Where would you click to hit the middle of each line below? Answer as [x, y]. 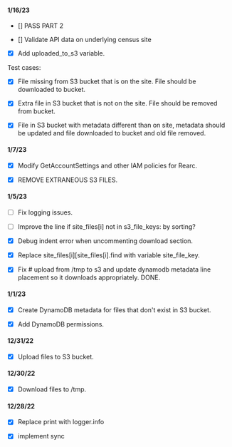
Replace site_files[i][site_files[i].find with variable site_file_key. [109, 255]
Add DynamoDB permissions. [61, 324]
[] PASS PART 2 [41, 26]
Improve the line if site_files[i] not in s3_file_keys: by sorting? [106, 227]
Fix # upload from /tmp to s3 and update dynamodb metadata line [114, 269]
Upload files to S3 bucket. [56, 356]
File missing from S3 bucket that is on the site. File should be [107, 81]
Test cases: [24, 68]
